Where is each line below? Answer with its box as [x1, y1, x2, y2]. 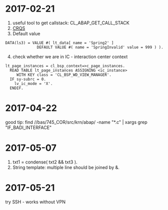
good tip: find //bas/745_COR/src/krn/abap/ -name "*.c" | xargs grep [5, 119, 148, 125]
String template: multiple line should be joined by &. [12, 164, 120, 170]
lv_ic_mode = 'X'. [14, 81, 53, 86]
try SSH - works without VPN [5, 198, 66, 205]
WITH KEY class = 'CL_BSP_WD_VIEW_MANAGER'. [16, 72, 112, 77]
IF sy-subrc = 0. [10, 76, 46, 81]
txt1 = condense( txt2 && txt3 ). [12, 159, 78, 165]
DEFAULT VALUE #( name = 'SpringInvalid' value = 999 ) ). [37, 45, 164, 50]
